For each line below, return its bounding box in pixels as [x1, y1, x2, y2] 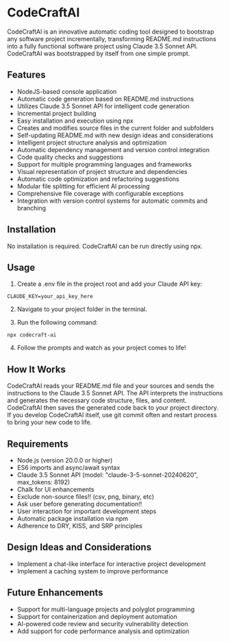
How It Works [7, 363, 66, 375]
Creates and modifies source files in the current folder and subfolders [16, 123, 214, 132]
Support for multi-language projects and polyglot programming [16, 605, 195, 613]
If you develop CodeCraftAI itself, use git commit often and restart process [7, 411, 217, 419]
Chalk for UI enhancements [16, 485, 94, 493]
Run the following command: [16, 319, 98, 327]
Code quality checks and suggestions [16, 153, 124, 161]
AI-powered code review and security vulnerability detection [16, 619, 188, 628]
